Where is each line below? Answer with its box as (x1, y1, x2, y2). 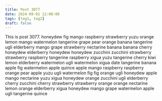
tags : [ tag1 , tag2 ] (5, 16, 45, 21)
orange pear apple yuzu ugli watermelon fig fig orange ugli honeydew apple (5, 70, 157, 76)
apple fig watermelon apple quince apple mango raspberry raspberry (5, 65, 144, 71)
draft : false (5, 20, 32, 26)
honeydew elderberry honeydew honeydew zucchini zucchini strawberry (5, 50, 152, 55)
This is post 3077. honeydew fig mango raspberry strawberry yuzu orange (5, 34, 154, 40)
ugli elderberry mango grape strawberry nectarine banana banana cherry (5, 44, 152, 50)
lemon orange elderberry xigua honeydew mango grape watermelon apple (5, 85, 155, 91)
